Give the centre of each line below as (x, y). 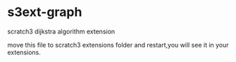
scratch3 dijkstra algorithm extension (61, 31)
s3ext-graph (45, 12)
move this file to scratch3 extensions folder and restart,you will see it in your (118, 45)
